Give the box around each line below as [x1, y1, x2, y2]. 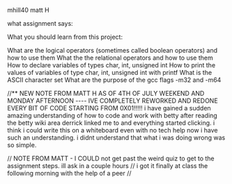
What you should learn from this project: [7, 33, 123, 41]
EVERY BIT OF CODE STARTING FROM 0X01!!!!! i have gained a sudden [7, 104, 211, 112]
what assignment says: [7, 19, 73, 27]
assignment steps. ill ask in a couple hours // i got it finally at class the [7, 162, 208, 169]
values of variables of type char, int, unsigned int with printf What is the [7, 69, 212, 76]
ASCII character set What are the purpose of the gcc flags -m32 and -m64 [7, 76, 222, 84]
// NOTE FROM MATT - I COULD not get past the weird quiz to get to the [7, 154, 215, 162]
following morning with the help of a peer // [7, 169, 132, 177]
